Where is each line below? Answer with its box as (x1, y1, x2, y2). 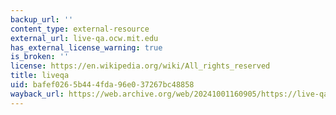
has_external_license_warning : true (10, 42, 163, 53)
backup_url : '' (10, 14, 74, 25)
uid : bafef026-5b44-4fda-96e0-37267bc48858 (10, 80, 195, 90)
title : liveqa (10, 71, 70, 81)
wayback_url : (10, 89, 65, 99)
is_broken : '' (10, 52, 70, 62)
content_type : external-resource (10, 24, 150, 34)
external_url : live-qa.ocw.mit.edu (10, 33, 159, 43)
